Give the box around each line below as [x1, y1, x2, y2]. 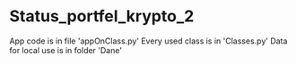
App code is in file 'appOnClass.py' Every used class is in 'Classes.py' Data [9, 35, 288, 46]
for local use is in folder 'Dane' [9, 44, 123, 55]
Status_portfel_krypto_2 [9, 6, 195, 27]
